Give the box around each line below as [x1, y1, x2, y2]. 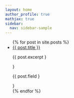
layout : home [5, 7, 32, 12]
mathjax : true [5, 16, 35, 21]
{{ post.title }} [12, 45, 41, 50]
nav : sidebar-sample [9, 26, 52, 31]
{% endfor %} [12, 88, 41, 94]
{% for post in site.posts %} [12, 39, 70, 45]
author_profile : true [5, 12, 50, 17]
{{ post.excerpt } [12, 54, 47, 60]
